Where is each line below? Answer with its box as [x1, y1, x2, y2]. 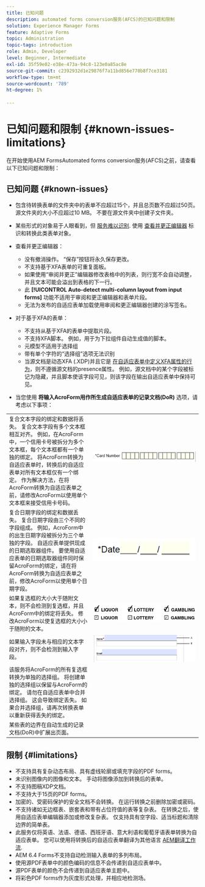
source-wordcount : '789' [6, 81, 70, 87]
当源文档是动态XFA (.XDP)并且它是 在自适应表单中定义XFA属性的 [24, 357, 187, 365]
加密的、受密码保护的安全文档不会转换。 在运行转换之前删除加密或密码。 [15, 798, 199, 805]
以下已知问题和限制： [6, 164, 60, 171]
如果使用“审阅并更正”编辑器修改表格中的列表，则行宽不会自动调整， [24, 270, 195, 278]
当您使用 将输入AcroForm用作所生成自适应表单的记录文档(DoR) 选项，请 [15, 393, 198, 401]
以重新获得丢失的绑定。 [9, 711, 68, 719]
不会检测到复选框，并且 [24, 602, 84, 609]
